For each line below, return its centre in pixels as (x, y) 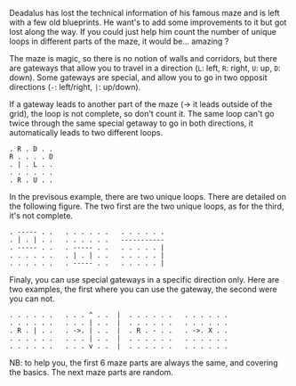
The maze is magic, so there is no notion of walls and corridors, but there (143, 58)
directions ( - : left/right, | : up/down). (75, 87)
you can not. (32, 299)
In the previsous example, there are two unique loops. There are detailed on (148, 197)
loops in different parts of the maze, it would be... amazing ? (119, 41)
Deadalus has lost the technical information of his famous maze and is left (144, 13)
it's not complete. (41, 216)
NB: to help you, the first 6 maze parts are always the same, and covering (144, 363)
